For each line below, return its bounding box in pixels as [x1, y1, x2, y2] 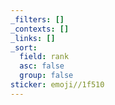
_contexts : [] [10, 24, 70, 34]
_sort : [10, 42, 38, 53]
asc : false [19, 61, 65, 71]
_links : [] [10, 33, 56, 43]
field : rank [19, 52, 70, 62]
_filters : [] [10, 14, 65, 25]
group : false [19, 71, 74, 81]
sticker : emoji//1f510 [10, 80, 105, 90]
